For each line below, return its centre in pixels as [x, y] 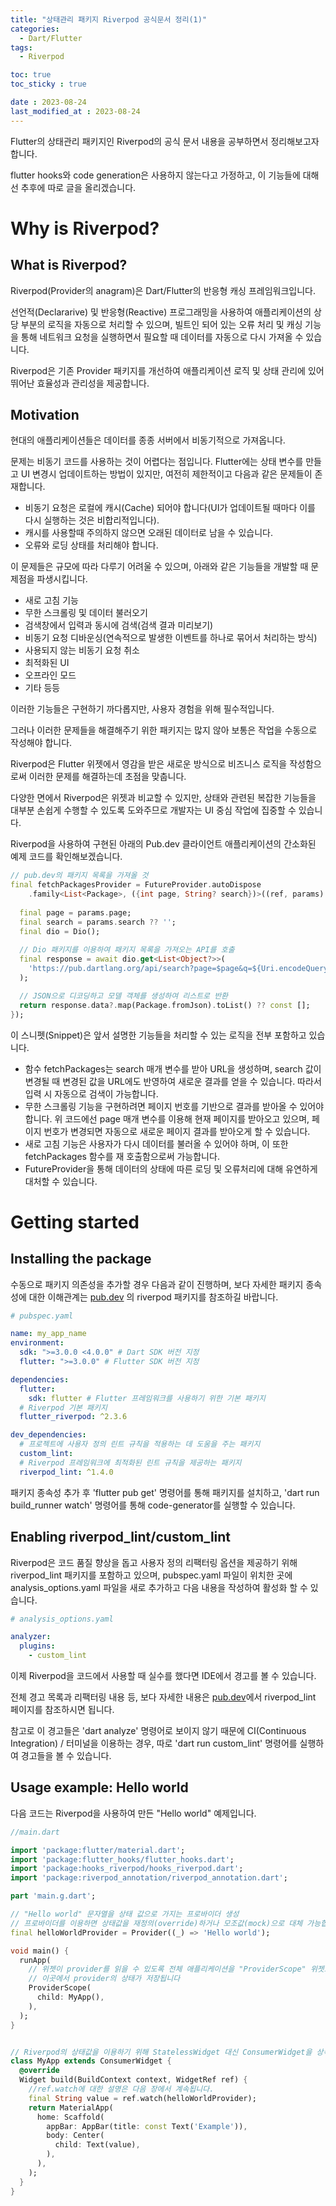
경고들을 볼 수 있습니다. [66, 1755]
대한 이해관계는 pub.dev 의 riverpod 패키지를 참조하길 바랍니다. [153, 1297]
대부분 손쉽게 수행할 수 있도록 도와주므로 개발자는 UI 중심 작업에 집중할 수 [153, 810]
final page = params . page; [75, 912]
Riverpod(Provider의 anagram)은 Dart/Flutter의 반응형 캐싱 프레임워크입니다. [163, 290]
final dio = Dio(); [60, 931]
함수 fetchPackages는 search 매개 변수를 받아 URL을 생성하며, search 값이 [173, 1068]
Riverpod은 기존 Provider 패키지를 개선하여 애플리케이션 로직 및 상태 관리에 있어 [167, 370]
